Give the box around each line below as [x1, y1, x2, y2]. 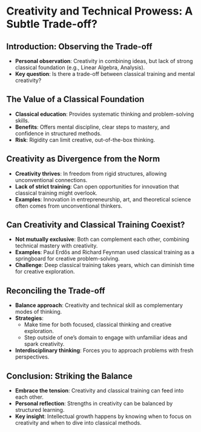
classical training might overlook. [15, 189, 98, 197]
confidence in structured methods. [15, 129, 102, 137]
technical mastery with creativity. [15, 242, 98, 249]
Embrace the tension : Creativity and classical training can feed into [15, 387, 184, 394]
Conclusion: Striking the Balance [6, 371, 133, 381]
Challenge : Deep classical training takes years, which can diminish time [15, 262, 195, 269]
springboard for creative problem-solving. [15, 255, 120, 262]
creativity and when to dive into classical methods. [15, 419, 142, 427]
